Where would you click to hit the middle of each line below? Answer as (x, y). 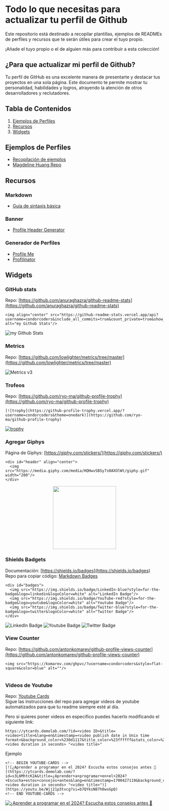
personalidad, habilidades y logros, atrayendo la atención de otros (74, 88)
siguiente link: (20, 722)
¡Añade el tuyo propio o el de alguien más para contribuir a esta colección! (82, 49)
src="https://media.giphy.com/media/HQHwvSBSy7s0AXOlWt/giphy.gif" (77, 471)
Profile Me (23, 254)
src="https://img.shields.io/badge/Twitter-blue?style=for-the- (90, 607)
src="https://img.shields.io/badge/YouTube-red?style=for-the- (89, 598)
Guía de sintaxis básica (36, 206)
